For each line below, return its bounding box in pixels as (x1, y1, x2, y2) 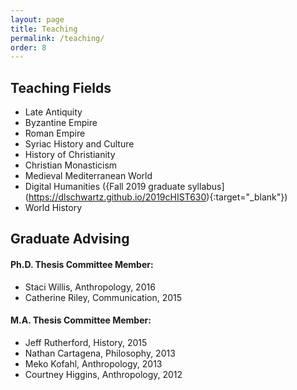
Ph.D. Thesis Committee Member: (10, 259, 154, 271)
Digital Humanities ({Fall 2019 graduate (24, 181, 186, 193)
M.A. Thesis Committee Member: (10, 314, 152, 326)
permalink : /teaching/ (10, 33, 105, 43)
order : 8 (10, 42, 47, 53)
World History (24, 202, 83, 214)
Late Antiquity (24, 106, 83, 118)
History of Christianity (24, 149, 116, 161)
